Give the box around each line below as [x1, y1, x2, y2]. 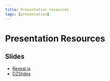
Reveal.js [12, 65, 31, 71]
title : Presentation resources [5, 7, 69, 12]
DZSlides [12, 71, 31, 77]
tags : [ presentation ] [5, 12, 50, 17]
